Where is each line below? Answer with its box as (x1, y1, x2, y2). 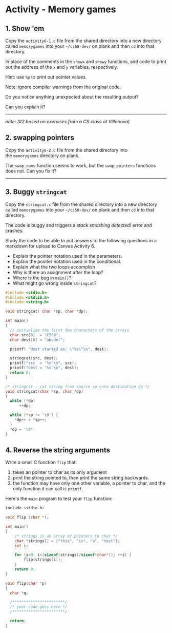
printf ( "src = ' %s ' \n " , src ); (10, 360, 77, 366)
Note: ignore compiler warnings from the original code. (5, 84, 121, 90)
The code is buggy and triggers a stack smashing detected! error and (5, 222, 153, 228)
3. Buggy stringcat (5, 187, 68, 196)
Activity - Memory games (5, 4, 116, 15)
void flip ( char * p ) (5, 581, 47, 586)
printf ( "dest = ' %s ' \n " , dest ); (10, 366, 79, 371)
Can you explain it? (5, 104, 46, 110)
